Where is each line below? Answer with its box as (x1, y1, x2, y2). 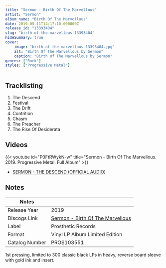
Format (7, 231, 24, 238)
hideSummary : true (5, 35, 43, 40)
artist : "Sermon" (5, 12, 41, 17)
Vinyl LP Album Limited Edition (51, 231, 123, 238)
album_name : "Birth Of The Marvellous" (5, 16, 88, 21)
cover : (5, 40, 19, 45)
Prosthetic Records (51, 223, 96, 230)
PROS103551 (51, 239, 84, 246)
